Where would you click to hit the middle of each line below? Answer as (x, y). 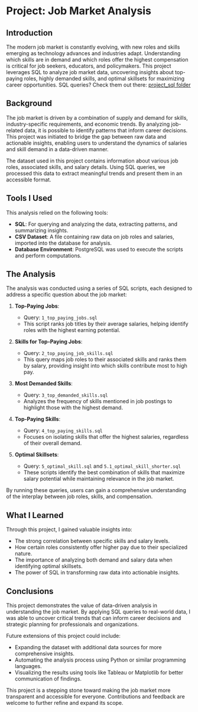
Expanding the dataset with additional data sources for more (88, 647)
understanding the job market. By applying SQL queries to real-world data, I (98, 612)
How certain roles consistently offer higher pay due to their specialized (101, 547)
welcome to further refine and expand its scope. (65, 703)
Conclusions (30, 591)
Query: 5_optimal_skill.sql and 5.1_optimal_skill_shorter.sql (102, 466)
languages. (28, 666)
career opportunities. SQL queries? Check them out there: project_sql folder (98, 85)
